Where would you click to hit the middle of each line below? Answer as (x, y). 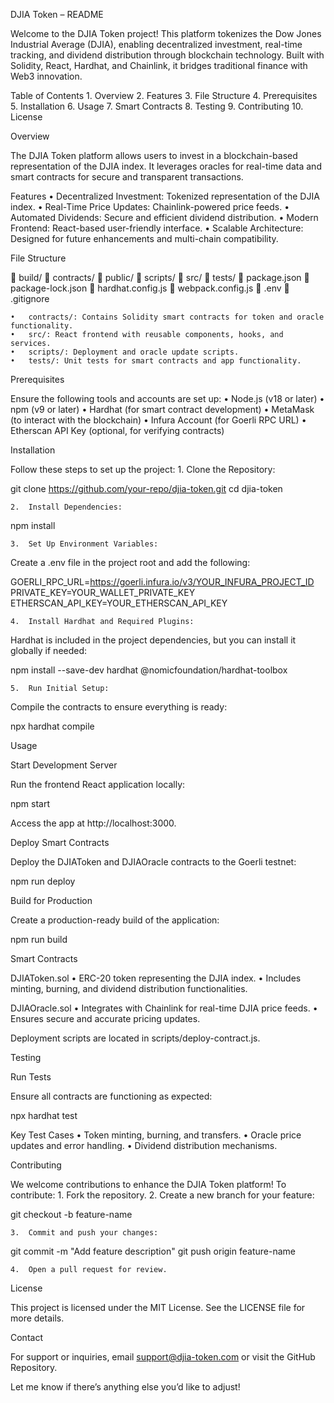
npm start (30, 803)
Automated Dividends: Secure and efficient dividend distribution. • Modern (164, 217)
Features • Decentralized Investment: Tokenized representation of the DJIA (165, 196)
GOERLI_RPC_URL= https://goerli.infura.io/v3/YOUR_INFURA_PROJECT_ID (162, 582)
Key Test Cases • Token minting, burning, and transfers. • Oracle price (156, 1135)
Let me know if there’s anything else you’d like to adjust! (125, 1387)
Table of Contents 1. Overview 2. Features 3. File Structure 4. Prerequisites (164, 95)
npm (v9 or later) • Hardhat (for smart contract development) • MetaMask (162, 409)
